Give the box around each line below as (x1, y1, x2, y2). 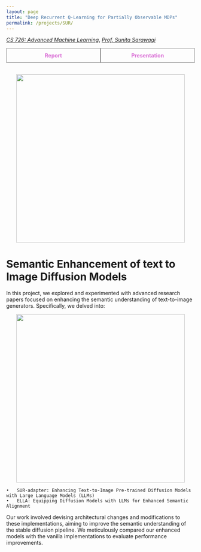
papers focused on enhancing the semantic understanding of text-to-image (6, 296, 193, 303)
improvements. (6, 539, 43, 547)
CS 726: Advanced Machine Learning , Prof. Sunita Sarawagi (6, 37, 156, 44)
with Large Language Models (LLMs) (6, 493, 95, 499)
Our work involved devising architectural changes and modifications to (6, 514, 181, 521)
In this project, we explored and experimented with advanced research (6, 290, 181, 297)
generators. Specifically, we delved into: (6, 302, 105, 310)
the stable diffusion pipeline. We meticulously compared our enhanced (6, 526, 181, 533)
